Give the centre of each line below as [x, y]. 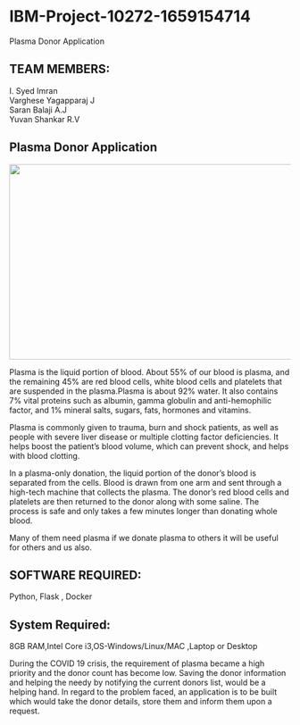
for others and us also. [50, 547]
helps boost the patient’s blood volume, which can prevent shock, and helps [149, 446]
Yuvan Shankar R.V [45, 119]
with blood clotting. [45, 455]
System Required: [60, 625]
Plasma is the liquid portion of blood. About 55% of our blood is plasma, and [150, 371]
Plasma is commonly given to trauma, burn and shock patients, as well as [144, 427]
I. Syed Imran [33, 90]
